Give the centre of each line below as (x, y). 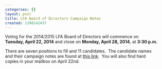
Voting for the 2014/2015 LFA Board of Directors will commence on (72, 37)
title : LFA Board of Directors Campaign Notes (53, 18)
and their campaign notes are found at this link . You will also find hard (75, 56)
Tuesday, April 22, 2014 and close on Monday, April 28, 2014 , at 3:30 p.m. (81, 42)
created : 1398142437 (26, 23)
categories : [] (20, 9)
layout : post (18, 14)
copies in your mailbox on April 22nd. (42, 61)
